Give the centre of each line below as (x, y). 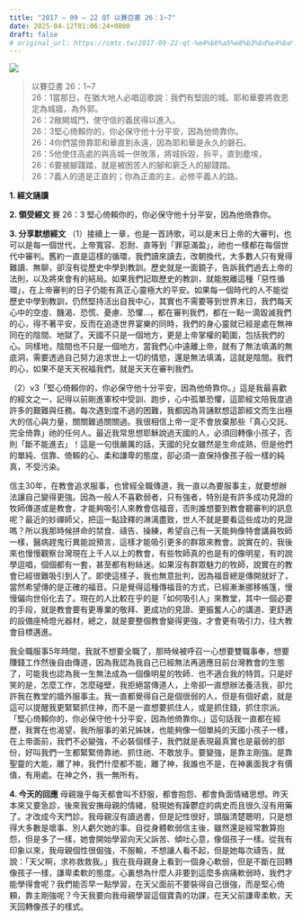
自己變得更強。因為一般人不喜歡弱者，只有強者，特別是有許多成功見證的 (159, 497)
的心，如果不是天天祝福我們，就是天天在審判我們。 (104, 369)
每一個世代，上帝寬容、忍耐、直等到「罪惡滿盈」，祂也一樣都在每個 (157, 245)
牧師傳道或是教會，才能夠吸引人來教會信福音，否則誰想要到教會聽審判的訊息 (151, 509)
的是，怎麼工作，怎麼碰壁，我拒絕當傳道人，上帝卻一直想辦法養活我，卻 (151, 685)
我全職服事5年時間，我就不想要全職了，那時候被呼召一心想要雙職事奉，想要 (150, 651)
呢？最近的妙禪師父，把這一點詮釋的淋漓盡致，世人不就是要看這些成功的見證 (151, 519)
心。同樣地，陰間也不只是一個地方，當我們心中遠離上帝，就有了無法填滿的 (147, 347)
